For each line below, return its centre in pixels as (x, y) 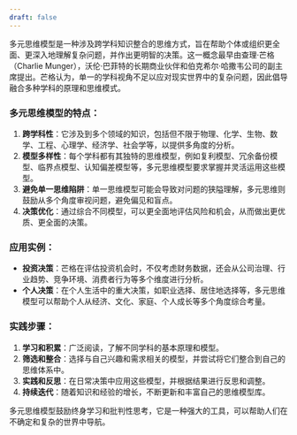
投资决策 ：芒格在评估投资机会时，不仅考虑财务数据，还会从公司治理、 (150, 268)
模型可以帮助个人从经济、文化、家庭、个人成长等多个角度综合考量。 (146, 301)
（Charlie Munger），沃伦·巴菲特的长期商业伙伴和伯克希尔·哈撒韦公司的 (138, 65)
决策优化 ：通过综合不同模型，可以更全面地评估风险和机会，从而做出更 (150, 211)
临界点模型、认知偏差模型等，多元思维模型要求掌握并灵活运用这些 (158, 167)
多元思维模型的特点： (54, 113)
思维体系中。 (45, 370)
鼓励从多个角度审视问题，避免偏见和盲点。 (99, 200)
